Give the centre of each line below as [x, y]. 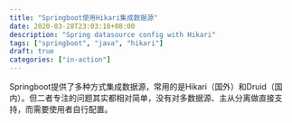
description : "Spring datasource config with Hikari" [113, 34]
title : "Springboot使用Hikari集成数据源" [84, 18]
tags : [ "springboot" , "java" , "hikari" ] [87, 43]
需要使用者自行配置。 [73, 109]
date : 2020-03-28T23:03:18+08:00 [72, 26]
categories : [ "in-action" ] [60, 60]
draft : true [32, 52]
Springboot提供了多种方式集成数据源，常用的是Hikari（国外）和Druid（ [142, 86]
